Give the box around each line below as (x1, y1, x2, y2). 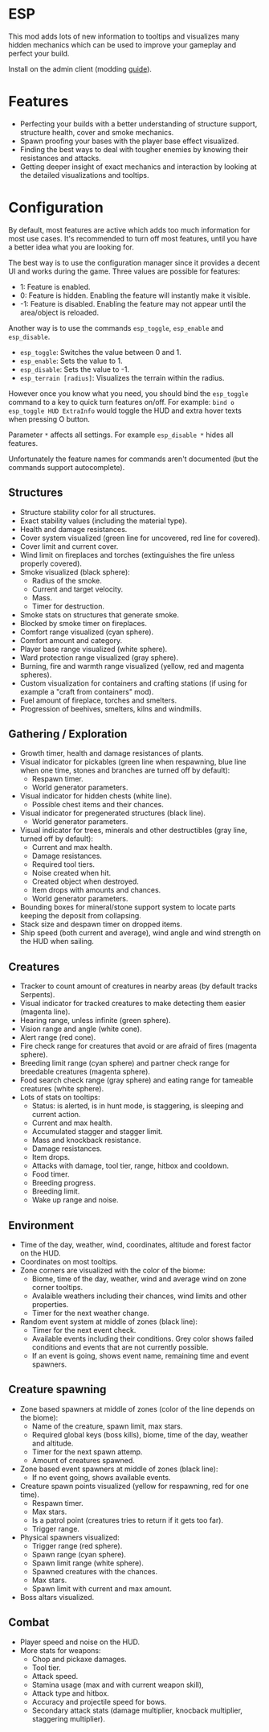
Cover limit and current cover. (19, 541, 119, 551)
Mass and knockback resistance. (31, 1136, 142, 1145)
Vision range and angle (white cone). (19, 1024, 142, 1034)
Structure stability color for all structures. (19, 507, 157, 517)
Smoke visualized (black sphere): (19, 567, 130, 576)
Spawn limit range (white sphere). (31, 1558, 145, 1568)
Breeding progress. (31, 1178, 96, 1188)
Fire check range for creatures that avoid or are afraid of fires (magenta (19, 1041, 257, 1051)
